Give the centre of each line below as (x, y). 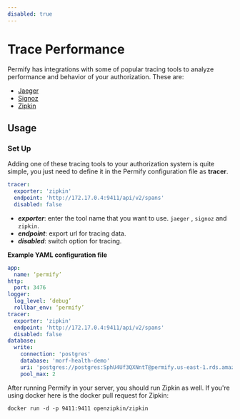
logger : (19, 294)
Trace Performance (66, 49)
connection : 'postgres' (56, 354)
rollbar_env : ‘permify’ (49, 308)
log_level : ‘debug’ (43, 301)
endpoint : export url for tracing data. (72, 233)
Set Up (19, 148)
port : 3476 (30, 288)
